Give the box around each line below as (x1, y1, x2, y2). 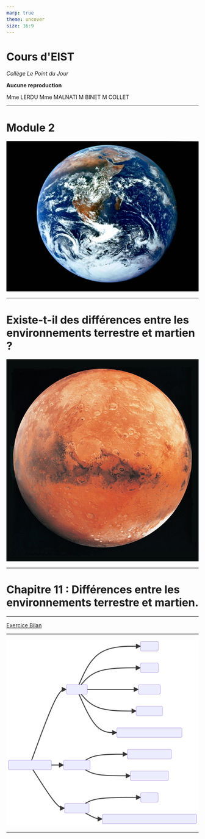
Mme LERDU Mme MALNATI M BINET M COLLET (6, 93, 130, 101)
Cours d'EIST (6, 49, 74, 63)
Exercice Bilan (6, 621, 42, 628)
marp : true (6, 10, 34, 16)
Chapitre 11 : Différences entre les (6, 583, 180, 596)
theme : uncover (6, 16, 45, 23)
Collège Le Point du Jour (6, 70, 69, 77)
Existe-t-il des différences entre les (6, 313, 189, 326)
